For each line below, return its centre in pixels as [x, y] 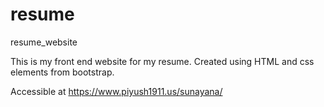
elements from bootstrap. [62, 72]
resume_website [44, 42]
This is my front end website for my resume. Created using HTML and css [162, 61]
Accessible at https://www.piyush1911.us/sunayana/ [116, 91]
